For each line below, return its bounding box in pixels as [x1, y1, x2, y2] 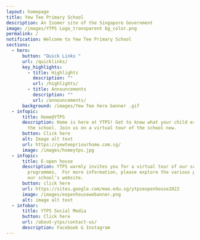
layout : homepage [6, 8, 49, 15]
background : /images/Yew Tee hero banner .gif [21, 102, 140, 109]
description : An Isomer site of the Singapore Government [6, 20, 153, 26]
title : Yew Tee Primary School [6, 14, 84, 20]
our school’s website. [27, 175, 84, 181]
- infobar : [11, 202, 39, 208]
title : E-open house [21, 158, 73, 164]
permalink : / [6, 31, 39, 37]
